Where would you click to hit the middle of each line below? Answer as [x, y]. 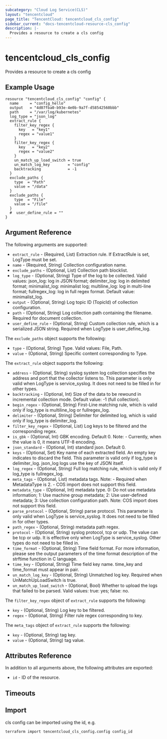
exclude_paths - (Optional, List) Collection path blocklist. [70, 270]
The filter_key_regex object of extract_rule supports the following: [76, 600]
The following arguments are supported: [47, 244]
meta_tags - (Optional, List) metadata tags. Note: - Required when [80, 479]
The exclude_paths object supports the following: [56, 338]
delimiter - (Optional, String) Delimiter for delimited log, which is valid [84, 415]
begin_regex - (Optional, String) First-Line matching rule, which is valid [85, 405]
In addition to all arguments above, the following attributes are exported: [79, 668]
